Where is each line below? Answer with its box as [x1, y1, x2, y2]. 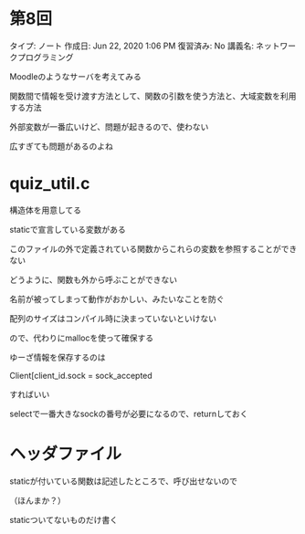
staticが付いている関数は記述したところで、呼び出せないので [9, 476, 237, 487]
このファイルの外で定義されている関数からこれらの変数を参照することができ [9, 243, 298, 254]
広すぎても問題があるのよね [9, 141, 114, 152]
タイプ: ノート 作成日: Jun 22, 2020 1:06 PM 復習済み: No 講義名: [9, 40, 254, 51]
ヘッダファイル [9, 444, 122, 465]
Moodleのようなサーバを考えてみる [9, 70, 142, 82]
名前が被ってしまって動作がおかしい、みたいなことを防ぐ [9, 293, 226, 304]
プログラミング [16, 51, 74, 62]
